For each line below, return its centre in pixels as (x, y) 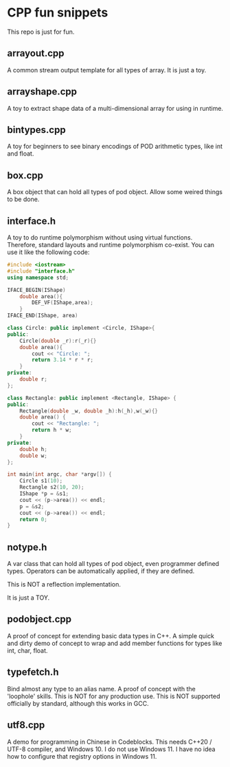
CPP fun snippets (58, 13)
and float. (21, 154)
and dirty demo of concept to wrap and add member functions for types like (115, 643)
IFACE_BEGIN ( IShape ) (37, 290)
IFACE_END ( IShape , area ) (43, 316)
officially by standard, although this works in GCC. (78, 703)
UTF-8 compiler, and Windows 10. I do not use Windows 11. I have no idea (111, 749)
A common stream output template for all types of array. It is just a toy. (107, 70)
